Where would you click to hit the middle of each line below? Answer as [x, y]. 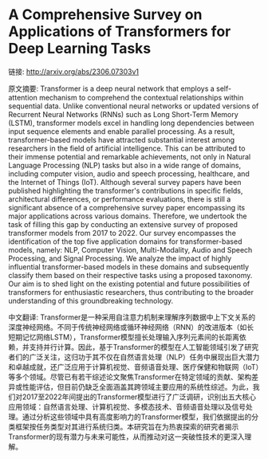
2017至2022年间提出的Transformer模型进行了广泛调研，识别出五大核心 [139, 397]
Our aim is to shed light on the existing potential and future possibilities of [129, 284]
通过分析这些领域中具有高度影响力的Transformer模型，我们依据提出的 [137, 417]
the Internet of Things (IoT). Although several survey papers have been [125, 182]
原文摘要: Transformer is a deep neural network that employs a [112, 88]
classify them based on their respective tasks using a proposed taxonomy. [130, 275]
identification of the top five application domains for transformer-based [125, 241]
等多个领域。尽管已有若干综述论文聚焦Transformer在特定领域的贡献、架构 [130, 377]
